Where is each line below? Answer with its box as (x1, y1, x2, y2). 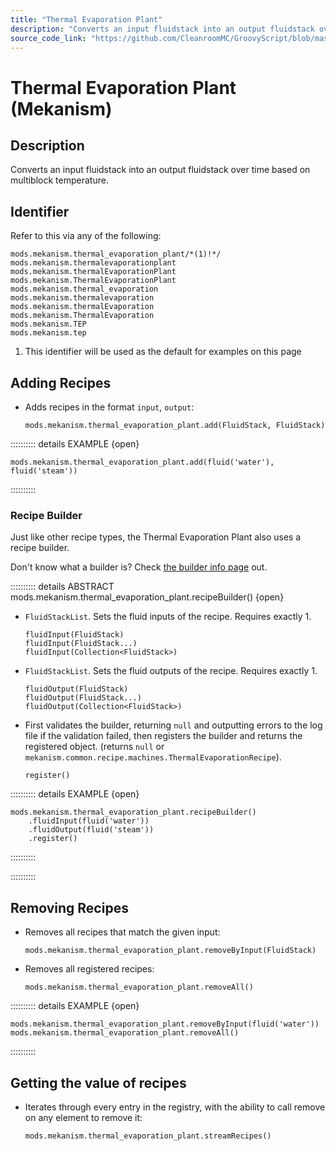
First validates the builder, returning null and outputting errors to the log (24, 719, 323, 731)
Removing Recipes (10, 899, 129, 916)
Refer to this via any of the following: (10, 230, 162, 242)
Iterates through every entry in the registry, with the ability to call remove (24, 1101, 326, 1113)
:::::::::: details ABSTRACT (10, 581, 115, 593)
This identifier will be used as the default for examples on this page (24, 346, 302, 358)
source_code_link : (10, 33, 87, 43)
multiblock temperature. (10, 174, 109, 186)
